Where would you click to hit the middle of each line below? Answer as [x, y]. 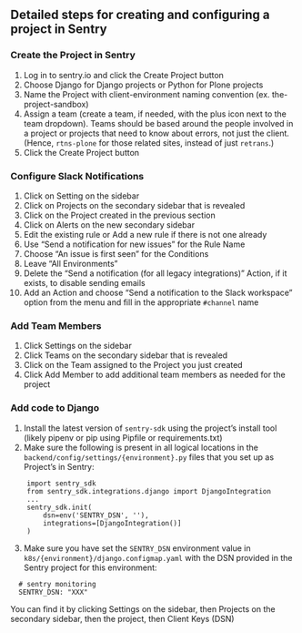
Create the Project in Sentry [73, 56]
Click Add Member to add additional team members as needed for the [154, 375]
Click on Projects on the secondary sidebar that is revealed [134, 205]
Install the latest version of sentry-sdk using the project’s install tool [150, 428]
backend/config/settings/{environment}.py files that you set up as [149, 457]
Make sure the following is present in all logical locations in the [141, 447]
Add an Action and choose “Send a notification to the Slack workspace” [158, 292]
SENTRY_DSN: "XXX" [54, 592]
